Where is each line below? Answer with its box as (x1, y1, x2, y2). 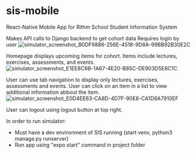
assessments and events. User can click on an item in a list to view (6, 82, 167, 89)
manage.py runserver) (14, 135, 69, 142)
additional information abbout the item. (6, 88, 100, 95)
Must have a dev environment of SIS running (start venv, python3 (14, 129, 173, 136)
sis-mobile (6, 4, 60, 18)
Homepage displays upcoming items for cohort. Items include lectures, (6, 52, 178, 59)
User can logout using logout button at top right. (6, 106, 123, 113)
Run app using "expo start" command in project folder (14, 141, 146, 148)
